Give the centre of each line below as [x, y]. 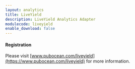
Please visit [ [18, 56]
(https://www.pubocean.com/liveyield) [45, 61]
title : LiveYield [23, 15]
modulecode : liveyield [29, 24]
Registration [18, 45]
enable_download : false [30, 29]
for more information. [108, 61]
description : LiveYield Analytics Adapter [50, 19]
